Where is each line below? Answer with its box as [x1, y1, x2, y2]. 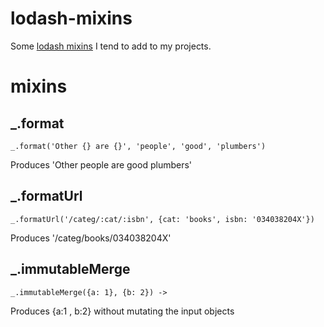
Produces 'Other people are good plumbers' [10, 158, 193, 171]
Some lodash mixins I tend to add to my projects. [10, 40, 212, 52]
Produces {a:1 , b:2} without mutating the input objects [10, 305, 235, 317]
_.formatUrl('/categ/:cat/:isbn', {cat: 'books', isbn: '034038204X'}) [10, 214, 315, 224]
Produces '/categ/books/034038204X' [10, 232, 172, 244]
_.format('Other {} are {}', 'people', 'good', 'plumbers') [10, 141, 267, 151]
